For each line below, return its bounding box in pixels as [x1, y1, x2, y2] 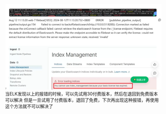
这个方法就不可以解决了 [5, 104, 53, 110]
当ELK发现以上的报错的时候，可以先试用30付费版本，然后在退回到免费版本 [5, 91, 158, 97]
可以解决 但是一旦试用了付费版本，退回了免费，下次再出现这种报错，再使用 [5, 97, 159, 103]
